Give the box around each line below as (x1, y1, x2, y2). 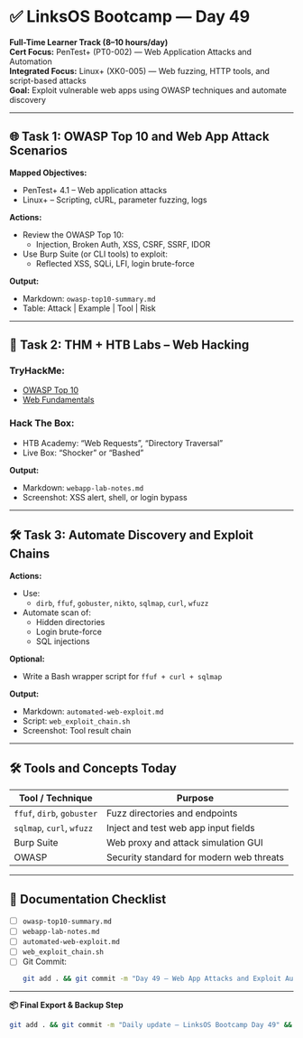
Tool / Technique (18, 792, 93, 805)
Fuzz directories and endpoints (106, 807, 238, 819)
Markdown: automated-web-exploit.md (22, 706, 164, 716)
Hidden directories (35, 616, 106, 627)
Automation (9, 56, 52, 67)
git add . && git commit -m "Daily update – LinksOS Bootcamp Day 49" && (9, 1021, 293, 1030)
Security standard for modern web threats (106, 851, 284, 864)
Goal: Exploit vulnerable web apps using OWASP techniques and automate (9, 84, 287, 96)
